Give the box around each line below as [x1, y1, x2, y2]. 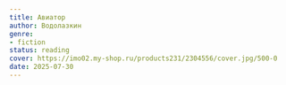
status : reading [9, 46, 70, 55]
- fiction [9, 37, 46, 47]
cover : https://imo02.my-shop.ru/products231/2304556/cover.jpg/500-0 [9, 54, 278, 63]
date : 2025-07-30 [9, 63, 74, 72]
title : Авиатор [9, 12, 66, 22]
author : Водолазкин [9, 21, 82, 30]
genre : [9, 29, 34, 38]
